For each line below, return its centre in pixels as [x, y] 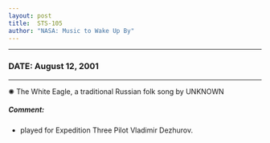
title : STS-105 [35, 23]
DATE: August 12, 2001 [53, 67]
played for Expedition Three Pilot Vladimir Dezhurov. [106, 130]
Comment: [27, 110]
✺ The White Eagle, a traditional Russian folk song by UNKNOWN [117, 91]
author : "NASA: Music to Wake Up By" [72, 31]
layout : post [30, 16]
